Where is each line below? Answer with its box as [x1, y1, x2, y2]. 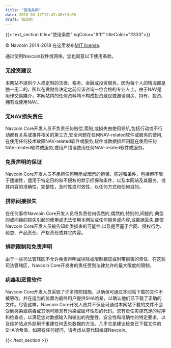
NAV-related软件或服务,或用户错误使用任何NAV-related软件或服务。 [5, 144, 147, 150]
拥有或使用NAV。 [5, 99, 42, 105]
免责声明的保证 [5, 158, 42, 166]
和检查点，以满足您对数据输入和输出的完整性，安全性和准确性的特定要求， [5, 314, 161, 320]
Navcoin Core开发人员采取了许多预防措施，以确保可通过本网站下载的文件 [5, 289, 159, 295]
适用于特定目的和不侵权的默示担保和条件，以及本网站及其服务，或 [27, 177, 166, 183]
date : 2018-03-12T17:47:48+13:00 [5, 12, 76, 17]
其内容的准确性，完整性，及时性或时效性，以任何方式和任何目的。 [5, 184, 144, 190]
